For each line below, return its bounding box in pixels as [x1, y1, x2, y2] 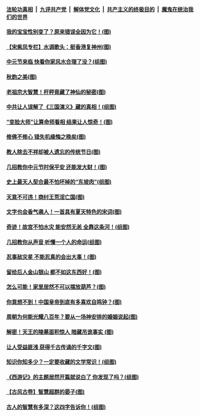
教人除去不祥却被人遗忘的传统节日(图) [6, 148, 101, 155]
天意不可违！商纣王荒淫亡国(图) [6, 193, 85, 200]
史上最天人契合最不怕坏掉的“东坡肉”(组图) [6, 178, 112, 186]
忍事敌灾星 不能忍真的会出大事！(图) [6, 253, 97, 261]
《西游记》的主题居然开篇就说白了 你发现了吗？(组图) [6, 373, 139, 380]
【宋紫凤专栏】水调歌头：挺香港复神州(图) [6, 43, 112, 50]
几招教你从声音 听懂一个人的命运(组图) [6, 238, 102, 246]
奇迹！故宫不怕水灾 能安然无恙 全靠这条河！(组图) [6, 223, 130, 230]
